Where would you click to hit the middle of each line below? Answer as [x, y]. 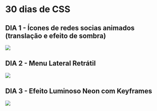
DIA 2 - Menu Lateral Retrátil [50, 63]
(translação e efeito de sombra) [56, 36]
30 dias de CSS [38, 9]
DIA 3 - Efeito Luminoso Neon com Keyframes [79, 91]
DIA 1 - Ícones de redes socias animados [70, 28]
